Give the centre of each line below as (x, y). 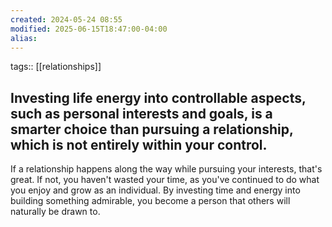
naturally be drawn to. (55, 212)
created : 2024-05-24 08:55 (66, 19)
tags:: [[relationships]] (56, 67)
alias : (24, 38)
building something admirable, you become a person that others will (150, 201)
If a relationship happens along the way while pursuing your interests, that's (166, 169)
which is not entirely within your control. (139, 144)
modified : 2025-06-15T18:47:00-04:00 (89, 29)
